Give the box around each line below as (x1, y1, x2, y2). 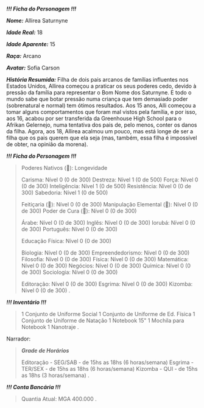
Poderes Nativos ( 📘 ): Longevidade (21, 164, 108, 171)
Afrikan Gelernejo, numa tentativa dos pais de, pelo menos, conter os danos (6, 121, 197, 128)
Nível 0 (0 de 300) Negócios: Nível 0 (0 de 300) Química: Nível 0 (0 (21, 262, 191, 269)
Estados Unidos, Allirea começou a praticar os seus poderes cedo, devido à (6, 82, 197, 90)
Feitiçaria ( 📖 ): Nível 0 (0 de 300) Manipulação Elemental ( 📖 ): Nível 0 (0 (21, 201, 198, 208)
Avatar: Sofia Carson (6, 64, 60, 71)
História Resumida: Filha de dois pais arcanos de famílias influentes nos (6, 76, 189, 83)
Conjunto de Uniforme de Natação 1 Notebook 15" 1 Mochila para (21, 317, 185, 324)
